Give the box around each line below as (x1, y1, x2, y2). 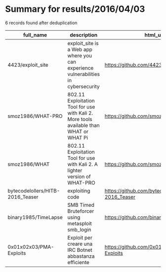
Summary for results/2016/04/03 (5, 3, 145, 15)
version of (67, 173, 91, 180)
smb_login (67, 226, 91, 233)
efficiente (67, 259, 90, 266)
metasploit (67, 220, 92, 227)
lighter (67, 167, 83, 174)
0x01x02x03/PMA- (7, 243, 54, 250)
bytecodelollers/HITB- (7, 187, 60, 194)
